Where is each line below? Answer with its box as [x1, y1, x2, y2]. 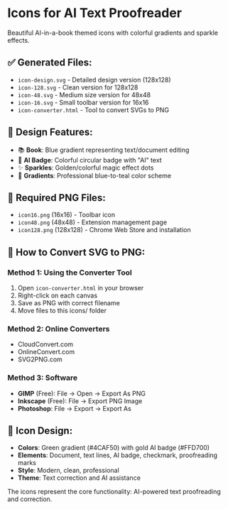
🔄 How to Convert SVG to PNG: [7, 246, 146, 258]
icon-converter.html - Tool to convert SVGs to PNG [17, 105, 169, 114]
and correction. [7, 495, 53, 503]
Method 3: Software [7, 373, 78, 383]
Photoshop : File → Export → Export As [17, 404, 131, 412]
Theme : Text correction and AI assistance [17, 474, 141, 482]
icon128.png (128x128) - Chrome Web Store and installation [17, 226, 191, 234]
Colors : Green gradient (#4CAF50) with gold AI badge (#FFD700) [17, 444, 210, 452]
